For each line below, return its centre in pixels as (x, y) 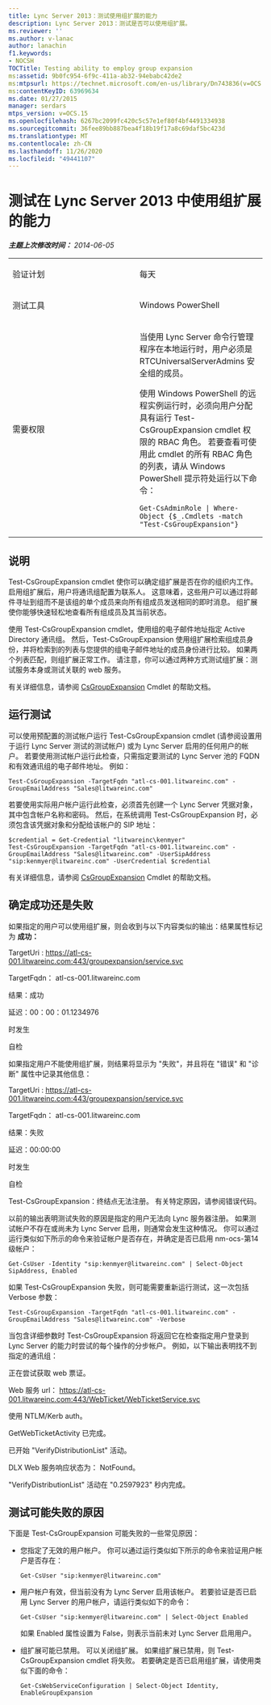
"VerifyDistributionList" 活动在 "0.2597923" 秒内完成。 (99, 1484)
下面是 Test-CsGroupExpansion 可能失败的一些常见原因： (104, 1534)
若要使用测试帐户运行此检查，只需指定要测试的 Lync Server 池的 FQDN (142, 756)
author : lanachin (38, 46)
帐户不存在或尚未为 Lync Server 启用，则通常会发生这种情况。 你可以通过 (137, 1228)
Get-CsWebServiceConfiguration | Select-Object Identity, (119, 1686)
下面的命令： (48, 1671)
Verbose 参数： (34, 1297)
